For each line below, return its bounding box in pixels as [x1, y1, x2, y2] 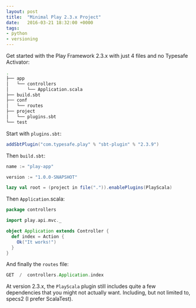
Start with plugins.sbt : [6, 130, 62, 137]
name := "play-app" [6, 163, 54, 169]
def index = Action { [11, 234, 65, 240]
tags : [6, 25, 19, 31]
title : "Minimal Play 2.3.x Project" [6, 14, 101, 20]
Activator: [6, 58, 30, 65]
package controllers [6, 207, 57, 213]
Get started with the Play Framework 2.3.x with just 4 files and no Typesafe [6, 53, 188, 59]
